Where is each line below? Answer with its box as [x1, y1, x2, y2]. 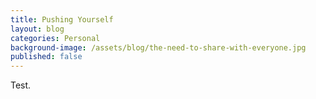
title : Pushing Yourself [10, 14, 114, 25]
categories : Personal [10, 33, 101, 43]
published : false [10, 52, 83, 62]
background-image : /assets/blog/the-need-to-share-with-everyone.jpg [10, 42, 307, 53]
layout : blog [10, 24, 65, 34]
